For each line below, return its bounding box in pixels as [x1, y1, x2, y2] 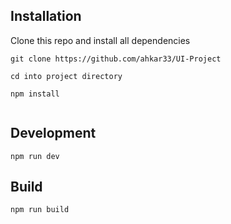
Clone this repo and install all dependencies [10, 34, 191, 46]
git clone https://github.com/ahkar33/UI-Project [10, 54, 222, 64]
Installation [10, 8, 82, 25]
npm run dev [10, 151, 60, 161]
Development [10, 125, 97, 142]
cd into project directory [10, 71, 123, 81]
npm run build [10, 205, 70, 215]
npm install [10, 89, 60, 99]
